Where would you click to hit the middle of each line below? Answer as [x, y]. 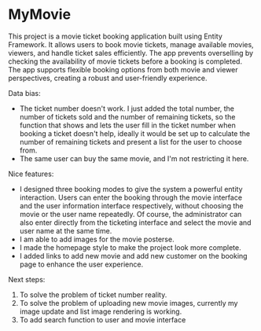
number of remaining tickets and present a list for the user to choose [130, 142]
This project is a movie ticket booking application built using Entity [115, 36]
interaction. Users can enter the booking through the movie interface [130, 197]
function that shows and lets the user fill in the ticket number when [127, 125]
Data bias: [24, 93]
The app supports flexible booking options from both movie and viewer [123, 69]
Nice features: [31, 174]
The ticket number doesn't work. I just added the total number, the [127, 108]
